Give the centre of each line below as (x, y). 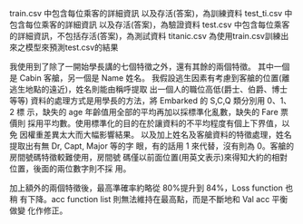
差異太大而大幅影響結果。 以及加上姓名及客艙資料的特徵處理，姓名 (167, 135)
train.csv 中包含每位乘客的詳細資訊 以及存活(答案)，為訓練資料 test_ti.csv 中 (151, 13)
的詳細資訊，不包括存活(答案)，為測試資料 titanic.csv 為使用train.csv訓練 (145, 36)
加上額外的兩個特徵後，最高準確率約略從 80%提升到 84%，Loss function (146, 188)
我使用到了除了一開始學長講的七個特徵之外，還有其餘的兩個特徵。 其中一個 (150, 67)
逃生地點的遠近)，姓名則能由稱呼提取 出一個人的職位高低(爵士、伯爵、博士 (149, 89)
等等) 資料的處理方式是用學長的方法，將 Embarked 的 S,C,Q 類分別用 (137, 101)
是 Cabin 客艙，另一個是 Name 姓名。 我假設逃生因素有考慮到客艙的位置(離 (150, 78)
